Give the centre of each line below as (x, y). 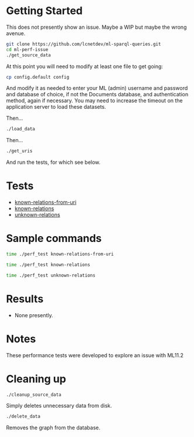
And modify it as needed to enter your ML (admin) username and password (97, 88)
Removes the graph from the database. (53, 428)
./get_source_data (28, 55)
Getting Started (45, 11)
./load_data (21, 129)
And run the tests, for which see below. (53, 162)
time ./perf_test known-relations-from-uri (60, 254)
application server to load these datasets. (56, 107)
